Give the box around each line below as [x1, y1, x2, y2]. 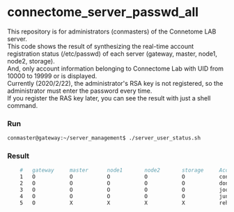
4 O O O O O [19, 192, 186, 199]
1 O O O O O [19, 174, 186, 181]
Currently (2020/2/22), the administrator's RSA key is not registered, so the [7, 79, 224, 87]
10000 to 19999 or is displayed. [7, 71, 97, 80]
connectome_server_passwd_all [7, 4, 199, 20]
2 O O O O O [19, 180, 186, 187]
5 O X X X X [19, 199, 186, 206]
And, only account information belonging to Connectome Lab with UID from [7, 64, 224, 73]
